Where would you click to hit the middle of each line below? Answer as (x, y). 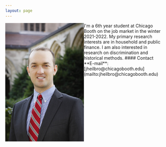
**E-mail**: (96, 63)
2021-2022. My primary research (118, 36)
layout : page (19, 11)
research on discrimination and (116, 53)
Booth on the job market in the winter (122, 31)
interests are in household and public (122, 42)
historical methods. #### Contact (119, 58)
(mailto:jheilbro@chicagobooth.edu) (121, 74)
